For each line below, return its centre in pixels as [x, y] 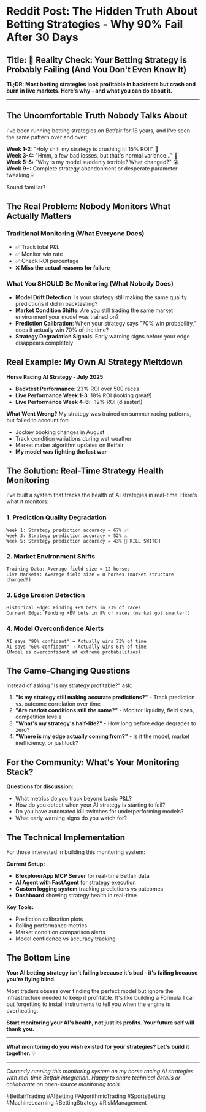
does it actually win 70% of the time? [62, 330]
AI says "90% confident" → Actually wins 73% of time [77, 641]
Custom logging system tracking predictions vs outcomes [89, 889]
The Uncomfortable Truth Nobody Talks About [97, 116]
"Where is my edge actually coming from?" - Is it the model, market [102, 736]
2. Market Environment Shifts [51, 556]
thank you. [21, 1029]
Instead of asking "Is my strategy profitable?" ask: [70, 685]
